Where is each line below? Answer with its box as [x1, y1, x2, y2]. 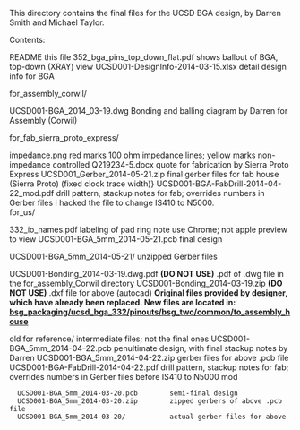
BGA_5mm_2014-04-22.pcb [9, 343, 112, 353]
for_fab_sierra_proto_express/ [9, 133, 119, 142]
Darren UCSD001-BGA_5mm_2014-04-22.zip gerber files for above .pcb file [9, 353, 289, 363]
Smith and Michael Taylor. [9, 17, 105, 28]
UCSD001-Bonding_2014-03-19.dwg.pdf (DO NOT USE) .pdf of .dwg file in [9, 269, 284, 279]
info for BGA [9, 71, 56, 82]
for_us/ [9, 207, 36, 218]
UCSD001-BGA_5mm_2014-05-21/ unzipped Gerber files [9, 251, 218, 262]
